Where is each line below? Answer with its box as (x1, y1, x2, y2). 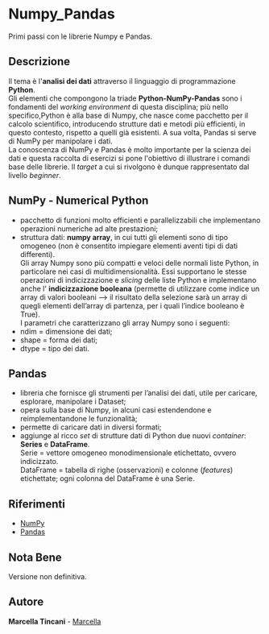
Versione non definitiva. (8, 572, 87, 581)
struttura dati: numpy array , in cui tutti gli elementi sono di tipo (19, 232, 228, 242)
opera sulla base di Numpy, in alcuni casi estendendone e (19, 405, 212, 415)
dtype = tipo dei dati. (19, 343, 90, 353)
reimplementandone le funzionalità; (19, 414, 138, 424)
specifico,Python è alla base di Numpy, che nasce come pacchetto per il (8, 110, 248, 120)
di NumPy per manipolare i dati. (8, 136, 113, 146)
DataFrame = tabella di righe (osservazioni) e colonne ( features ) (19, 465, 234, 475)
